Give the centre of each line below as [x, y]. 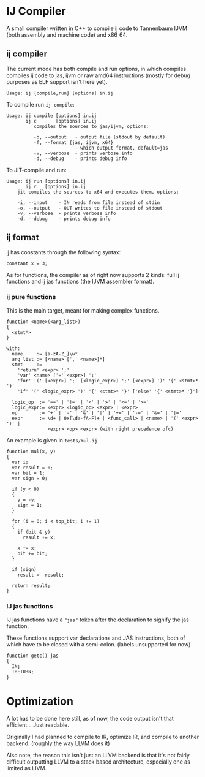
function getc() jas [33, 656]
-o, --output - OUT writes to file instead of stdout [90, 208]
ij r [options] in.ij [56, 186]
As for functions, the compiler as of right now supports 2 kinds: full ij [93, 275]
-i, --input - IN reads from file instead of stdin [89, 203]
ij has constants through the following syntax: [64, 252]
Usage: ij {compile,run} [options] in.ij [60, 93]
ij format [23, 237]
